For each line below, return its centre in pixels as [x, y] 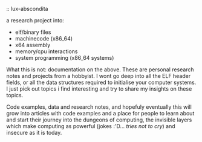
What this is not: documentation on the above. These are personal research [100, 69]
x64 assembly [33, 45]
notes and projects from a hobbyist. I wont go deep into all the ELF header [99, 76]
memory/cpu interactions [46, 51]
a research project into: [35, 20]
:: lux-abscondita [27, 9]
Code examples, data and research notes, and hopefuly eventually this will [99, 107]
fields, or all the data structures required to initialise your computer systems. [101, 82]
